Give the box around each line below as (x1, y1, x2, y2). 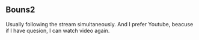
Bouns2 (5, 5, 35, 15)
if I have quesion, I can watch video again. (5, 27, 110, 34)
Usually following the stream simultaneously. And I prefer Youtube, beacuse (5, 20, 194, 27)
